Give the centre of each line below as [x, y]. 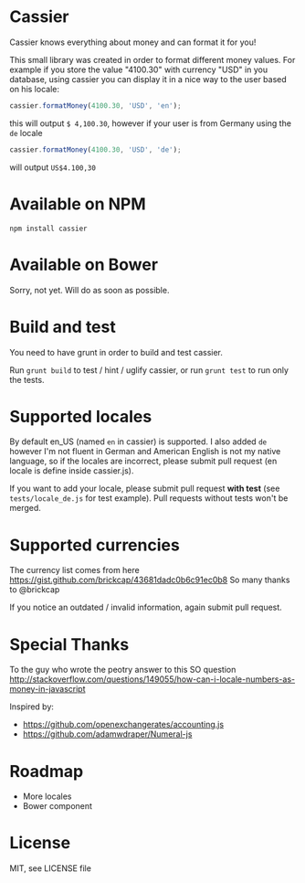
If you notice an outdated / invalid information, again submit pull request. [146, 607]
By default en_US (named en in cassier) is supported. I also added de [138, 441]
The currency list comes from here [74, 570]
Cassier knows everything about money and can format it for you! [133, 42]
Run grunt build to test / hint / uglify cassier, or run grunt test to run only [149, 370]
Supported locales [81, 416]
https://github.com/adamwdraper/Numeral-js [107, 734]
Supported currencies [95, 545]
